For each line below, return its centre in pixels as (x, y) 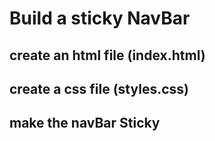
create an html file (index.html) (107, 55)
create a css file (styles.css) (99, 88)
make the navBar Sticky (85, 123)
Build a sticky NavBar (100, 18)
